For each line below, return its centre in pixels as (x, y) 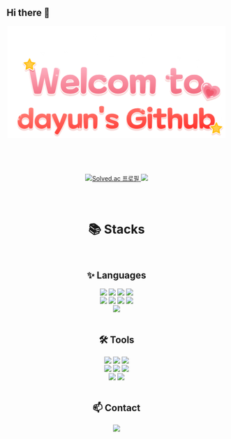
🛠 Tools (117, 340)
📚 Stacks (117, 229)
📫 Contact (117, 408)
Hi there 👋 (28, 13)
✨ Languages (117, 275)
